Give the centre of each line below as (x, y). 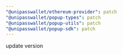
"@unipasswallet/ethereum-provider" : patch (62, 12)
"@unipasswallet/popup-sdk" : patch (51, 29)
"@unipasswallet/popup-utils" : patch (53, 23)
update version (25, 46)
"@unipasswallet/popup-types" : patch (53, 18)
